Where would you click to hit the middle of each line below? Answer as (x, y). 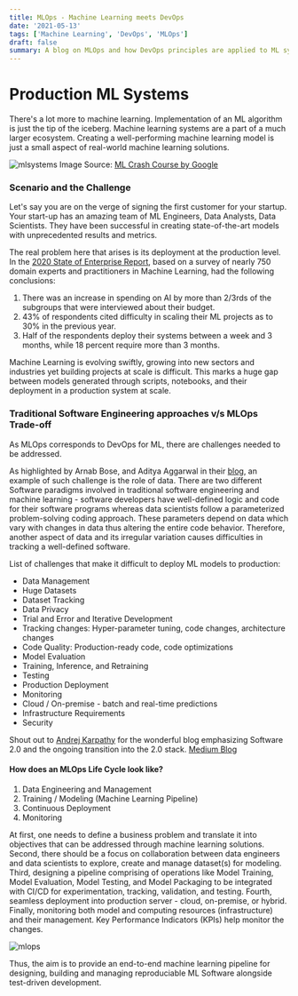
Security (37, 722)
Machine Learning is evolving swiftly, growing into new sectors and (132, 363)
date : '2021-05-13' (45, 26)
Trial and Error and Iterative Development (97, 618)
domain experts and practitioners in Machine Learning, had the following (142, 271)
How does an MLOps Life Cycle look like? (86, 769)
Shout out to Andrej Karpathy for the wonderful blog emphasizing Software (146, 739)
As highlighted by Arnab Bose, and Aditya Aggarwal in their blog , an (133, 471)
